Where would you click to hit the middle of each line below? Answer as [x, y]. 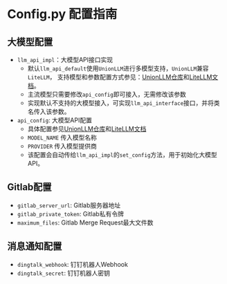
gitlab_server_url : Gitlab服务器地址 [69, 205]
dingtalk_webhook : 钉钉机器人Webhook [72, 264]
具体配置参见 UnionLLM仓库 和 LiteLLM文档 [87, 129]
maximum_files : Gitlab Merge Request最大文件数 [85, 223]
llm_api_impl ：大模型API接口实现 [65, 60]
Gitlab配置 [29, 187]
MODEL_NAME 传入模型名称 [62, 138]
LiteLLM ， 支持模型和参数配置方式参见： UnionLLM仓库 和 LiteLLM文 [123, 77]
